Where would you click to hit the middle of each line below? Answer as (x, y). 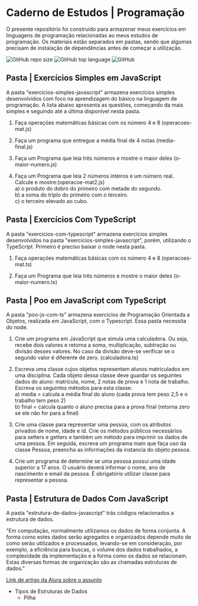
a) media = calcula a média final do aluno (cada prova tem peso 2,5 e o (101, 394)
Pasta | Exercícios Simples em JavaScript (84, 78)
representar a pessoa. (42, 480)
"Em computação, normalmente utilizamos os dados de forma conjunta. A (96, 531)
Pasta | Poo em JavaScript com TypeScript (86, 300)
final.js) (24, 146)
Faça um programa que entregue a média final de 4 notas (85, 140)
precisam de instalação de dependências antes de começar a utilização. (94, 48)
